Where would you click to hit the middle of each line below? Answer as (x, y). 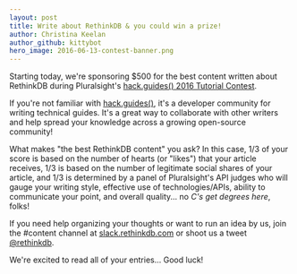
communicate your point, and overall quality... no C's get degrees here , (140, 197)
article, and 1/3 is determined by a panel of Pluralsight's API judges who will (148, 178)
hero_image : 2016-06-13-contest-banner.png (92, 51)
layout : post (34, 17)
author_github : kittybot (55, 43)
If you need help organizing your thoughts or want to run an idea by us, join (148, 224)
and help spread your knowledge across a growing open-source (127, 123)
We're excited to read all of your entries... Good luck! (106, 260)
